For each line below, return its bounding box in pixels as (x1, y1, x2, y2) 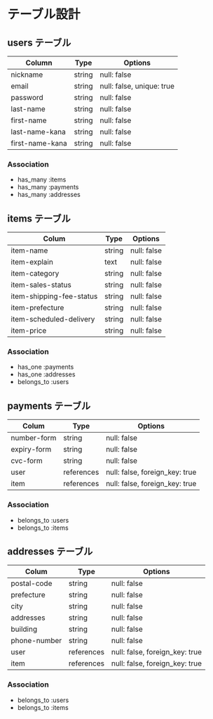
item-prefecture (11, 303, 64, 313)
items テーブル (7, 212, 71, 224)
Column (25, 58, 53, 68)
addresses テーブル (7, 545, 93, 557)
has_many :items (17, 175, 67, 184)
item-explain (11, 257, 54, 267)
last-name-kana (11, 127, 67, 136)
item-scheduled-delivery (11, 314, 95, 324)
